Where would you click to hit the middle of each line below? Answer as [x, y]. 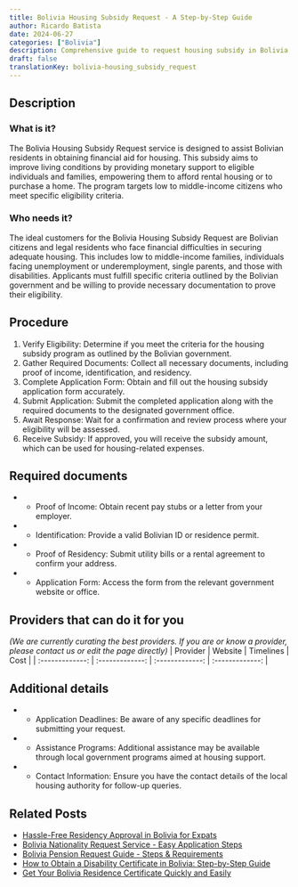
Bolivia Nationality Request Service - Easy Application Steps [132, 844]
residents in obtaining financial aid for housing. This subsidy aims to [134, 158]
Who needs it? [41, 218]
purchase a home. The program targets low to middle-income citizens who [146, 186]
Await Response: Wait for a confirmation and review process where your [154, 419]
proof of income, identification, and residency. [107, 372]
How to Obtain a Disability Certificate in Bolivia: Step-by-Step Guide [146, 863]
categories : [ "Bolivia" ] [55, 42]
